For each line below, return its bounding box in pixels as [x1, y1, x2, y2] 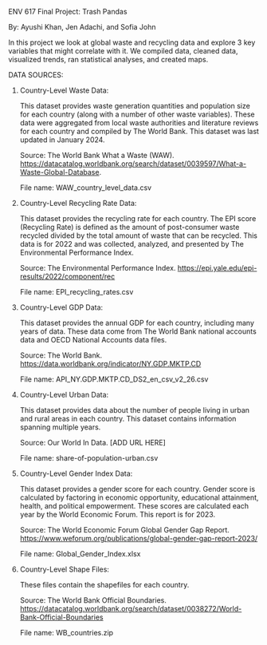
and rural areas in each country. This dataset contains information [19, 414, 237, 423]
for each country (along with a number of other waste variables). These [19, 109, 255, 119]
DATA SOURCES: [8, 70, 64, 79]
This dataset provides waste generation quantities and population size [19, 101, 251, 110]
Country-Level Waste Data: [19, 85, 109, 95]
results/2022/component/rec [19, 271, 116, 281]
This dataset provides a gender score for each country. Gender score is [19, 485, 256, 493]
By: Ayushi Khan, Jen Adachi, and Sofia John [8, 22, 157, 31]
